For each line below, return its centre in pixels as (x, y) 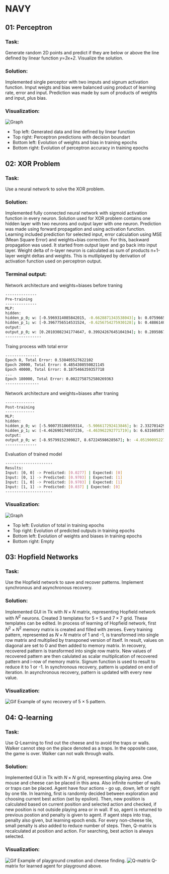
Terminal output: (26, 274)
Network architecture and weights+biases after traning (62, 393)
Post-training (20, 407)
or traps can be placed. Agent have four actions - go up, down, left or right (82, 788)
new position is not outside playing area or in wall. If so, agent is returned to (84, 810)
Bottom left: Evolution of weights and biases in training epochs (77, 536)
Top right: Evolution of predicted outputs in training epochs (73, 530)
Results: (14, 468)
